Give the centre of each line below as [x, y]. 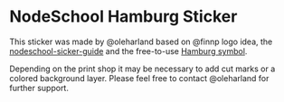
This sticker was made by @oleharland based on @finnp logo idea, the [141, 42]
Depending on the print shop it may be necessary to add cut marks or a [142, 69]
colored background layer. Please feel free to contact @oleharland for [139, 78]
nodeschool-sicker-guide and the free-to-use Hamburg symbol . [128, 51]
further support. [39, 88]
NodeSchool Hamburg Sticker [123, 17]
